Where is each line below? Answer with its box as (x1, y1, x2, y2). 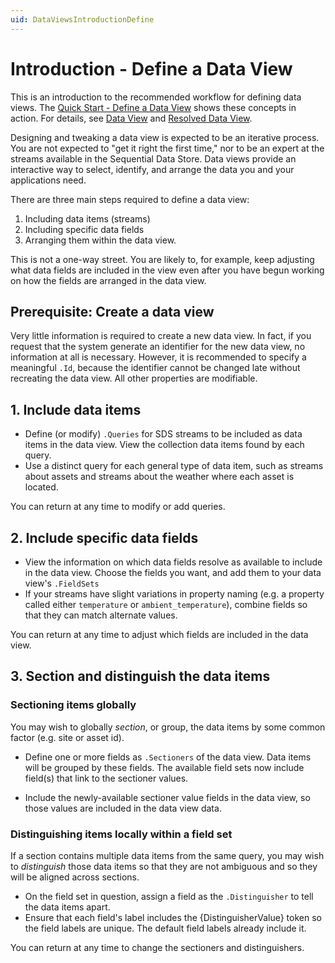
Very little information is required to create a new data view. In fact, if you (10, 330, 312, 342)
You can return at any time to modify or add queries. (10, 501, 226, 513)
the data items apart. (24, 901, 111, 913)
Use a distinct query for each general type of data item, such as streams (24, 460, 324, 472)
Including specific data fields (24, 223, 145, 235)
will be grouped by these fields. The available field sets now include (24, 761, 305, 773)
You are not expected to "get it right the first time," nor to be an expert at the (10, 142, 325, 154)
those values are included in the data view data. (24, 802, 222, 814)
